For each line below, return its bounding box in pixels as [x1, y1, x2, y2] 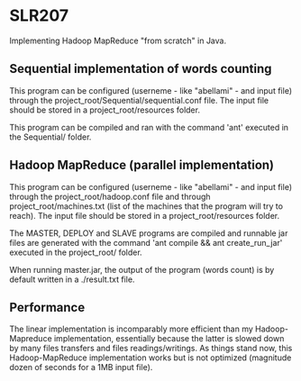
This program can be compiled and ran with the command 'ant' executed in [9, 122, 289, 132]
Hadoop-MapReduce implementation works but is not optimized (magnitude [9, 352, 292, 363]
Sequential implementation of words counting [9, 61, 272, 77]
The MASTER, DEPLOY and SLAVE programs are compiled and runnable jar [9, 227, 288, 239]
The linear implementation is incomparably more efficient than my [9, 323, 254, 334]
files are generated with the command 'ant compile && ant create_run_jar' [9, 237, 283, 248]
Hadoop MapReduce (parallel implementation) [9, 158, 275, 173]
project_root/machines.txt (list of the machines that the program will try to [9, 200, 284, 212]
